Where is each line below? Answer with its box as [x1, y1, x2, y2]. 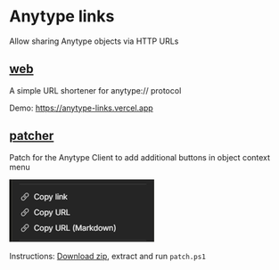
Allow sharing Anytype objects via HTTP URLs [9, 36, 179, 46]
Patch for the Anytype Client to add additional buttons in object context [9, 151, 270, 162]
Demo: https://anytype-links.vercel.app [9, 102, 153, 113]
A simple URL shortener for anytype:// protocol [9, 85, 182, 95]
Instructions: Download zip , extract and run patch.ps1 [9, 250, 207, 261]
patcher [9, 128, 54, 143]
